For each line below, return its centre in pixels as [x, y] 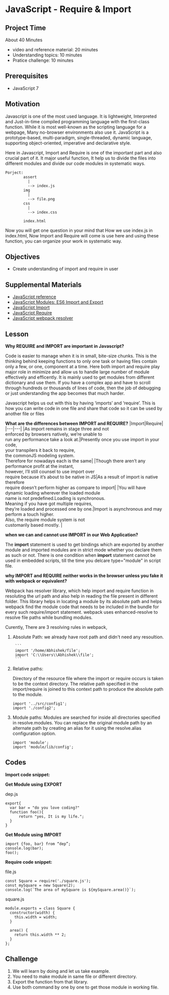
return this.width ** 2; [40, 935]
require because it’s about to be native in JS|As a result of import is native [82, 477]
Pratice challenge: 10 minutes [43, 60]
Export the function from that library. [50, 981]
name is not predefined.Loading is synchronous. [55, 499]
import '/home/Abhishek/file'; [48, 651]
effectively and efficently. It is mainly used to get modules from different [80, 377]
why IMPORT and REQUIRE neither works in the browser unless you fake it [84, 576]
